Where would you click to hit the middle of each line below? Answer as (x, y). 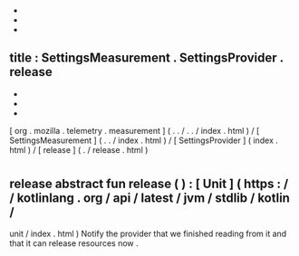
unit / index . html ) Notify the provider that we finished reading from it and (148, 234)
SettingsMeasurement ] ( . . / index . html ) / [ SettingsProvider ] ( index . (144, 140)
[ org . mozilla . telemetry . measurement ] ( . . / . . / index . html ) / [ (135, 130)
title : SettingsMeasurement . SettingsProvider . (146, 58)
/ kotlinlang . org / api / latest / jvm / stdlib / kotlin (149, 198)
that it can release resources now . (74, 243)
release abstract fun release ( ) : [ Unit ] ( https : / (149, 184)
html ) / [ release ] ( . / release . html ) (79, 149)
